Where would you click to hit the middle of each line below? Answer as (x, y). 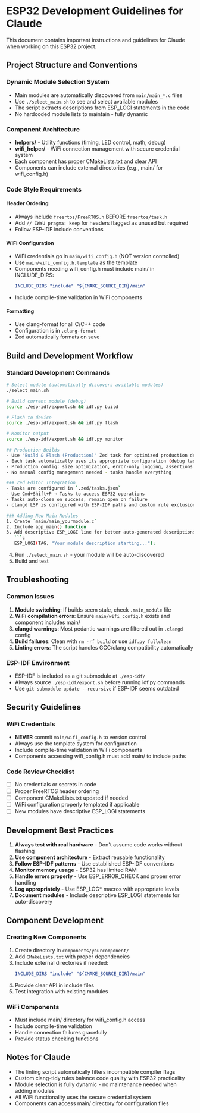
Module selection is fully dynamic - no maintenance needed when (96, 1084)
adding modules (35, 1090)
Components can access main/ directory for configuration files (92, 1103)
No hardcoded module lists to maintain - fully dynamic (81, 114)
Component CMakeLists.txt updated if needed (71, 798)
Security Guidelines (44, 707)
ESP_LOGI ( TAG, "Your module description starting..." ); (85, 543)
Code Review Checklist (40, 772)
